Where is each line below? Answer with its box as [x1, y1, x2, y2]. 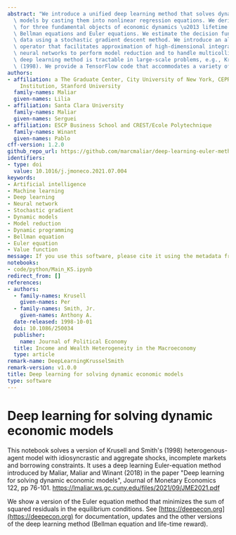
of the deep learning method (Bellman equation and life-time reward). [7, 519, 209, 528]
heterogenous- [184, 445, 228, 455]
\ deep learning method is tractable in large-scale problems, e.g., [13, 56, 221, 63]
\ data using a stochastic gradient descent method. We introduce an [13, 37, 221, 44]
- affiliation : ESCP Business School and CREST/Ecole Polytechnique [7, 121, 212, 129]
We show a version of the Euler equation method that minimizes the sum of [7, 497, 225, 505]
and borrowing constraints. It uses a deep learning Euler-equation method [7, 461, 221, 469]
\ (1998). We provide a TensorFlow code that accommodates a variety [13, 63, 221, 70]
